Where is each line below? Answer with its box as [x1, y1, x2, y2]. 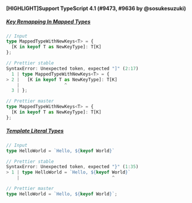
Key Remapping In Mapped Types [6, 18, 91, 25]
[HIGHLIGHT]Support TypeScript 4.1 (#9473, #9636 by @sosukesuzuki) [6, 5, 186, 12]
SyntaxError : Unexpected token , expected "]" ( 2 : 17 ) [6, 66, 139, 71]
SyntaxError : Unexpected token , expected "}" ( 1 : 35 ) [6, 164, 139, 170]
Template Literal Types [6, 127, 64, 135]
